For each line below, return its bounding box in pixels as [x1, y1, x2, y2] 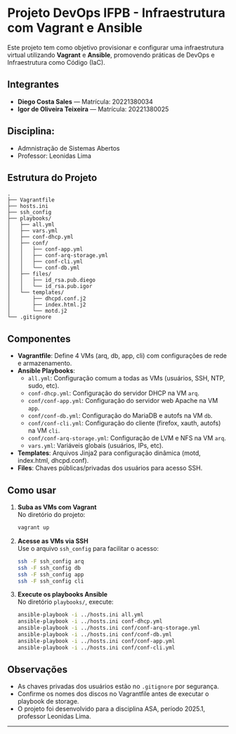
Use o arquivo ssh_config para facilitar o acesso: [17, 544, 159, 552]
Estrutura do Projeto [7, 171, 98, 184]
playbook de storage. [17, 697, 79, 706]
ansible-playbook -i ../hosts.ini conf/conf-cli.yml [17, 644, 176, 651]
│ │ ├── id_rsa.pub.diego [7, 277, 96, 284]
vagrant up [17, 524, 50, 531]
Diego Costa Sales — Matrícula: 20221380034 [17, 97, 153, 106]
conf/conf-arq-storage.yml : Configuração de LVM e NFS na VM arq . [27, 434, 226, 442]
